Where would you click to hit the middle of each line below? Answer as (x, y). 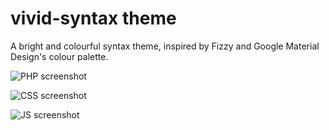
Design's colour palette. (59, 56)
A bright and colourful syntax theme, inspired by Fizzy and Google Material (165, 46)
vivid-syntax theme (93, 18)
